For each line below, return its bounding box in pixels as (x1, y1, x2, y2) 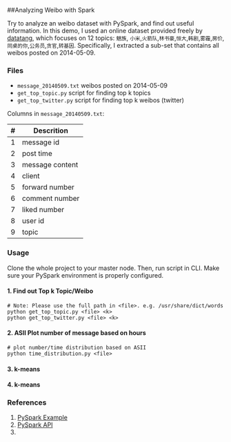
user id (21, 216, 45, 226)
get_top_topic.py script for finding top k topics (17, 89, 151, 97)
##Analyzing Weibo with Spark (7, 6, 95, 14)
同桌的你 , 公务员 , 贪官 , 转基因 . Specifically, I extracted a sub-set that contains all (7, 41, 219, 49)
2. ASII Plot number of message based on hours (7, 329, 146, 337)
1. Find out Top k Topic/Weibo (7, 287, 94, 296)
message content (21, 160, 79, 170)
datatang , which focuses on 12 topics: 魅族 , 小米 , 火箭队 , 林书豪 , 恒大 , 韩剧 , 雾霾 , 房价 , (7, 34, 225, 42)
